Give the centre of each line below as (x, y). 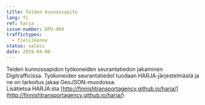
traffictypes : (24, 35)
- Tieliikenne (30, 40)
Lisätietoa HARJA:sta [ (35, 89)
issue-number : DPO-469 (35, 29)
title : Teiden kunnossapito (42, 12)
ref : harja (20, 23)
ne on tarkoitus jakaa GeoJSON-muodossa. (61, 82)
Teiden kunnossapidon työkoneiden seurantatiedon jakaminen (85, 69)
